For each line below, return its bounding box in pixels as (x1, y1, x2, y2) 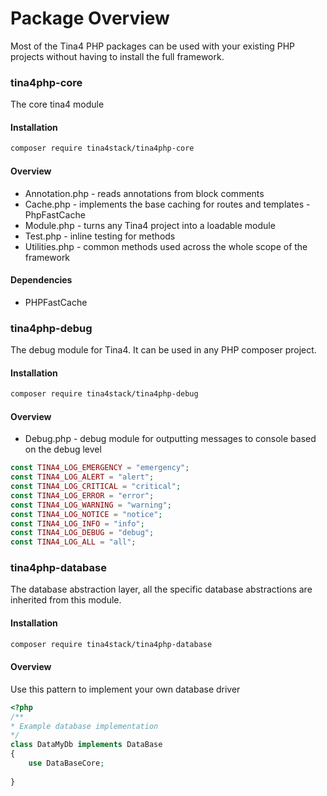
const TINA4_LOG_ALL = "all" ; (10, 537, 137, 547)
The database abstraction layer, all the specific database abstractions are (10, 583, 313, 596)
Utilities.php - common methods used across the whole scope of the (24, 240, 308, 252)
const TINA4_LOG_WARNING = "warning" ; (10, 500, 172, 510)
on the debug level (24, 443, 102, 456)
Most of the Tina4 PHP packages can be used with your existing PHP (10, 40, 296, 52)
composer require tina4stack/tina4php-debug (10, 389, 199, 399)
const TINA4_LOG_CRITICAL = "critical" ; (10, 482, 182, 492)
